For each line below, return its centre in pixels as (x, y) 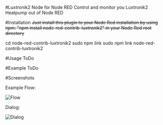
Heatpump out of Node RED (34, 13)
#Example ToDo (22, 68)
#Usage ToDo (20, 58)
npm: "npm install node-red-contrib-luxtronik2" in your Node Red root (78, 28)
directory (15, 33)
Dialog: (13, 107)
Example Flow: (21, 88)
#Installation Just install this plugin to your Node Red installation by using (82, 23)
